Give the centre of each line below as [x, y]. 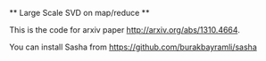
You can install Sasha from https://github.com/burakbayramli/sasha [133, 47]
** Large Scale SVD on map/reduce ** [79, 13]
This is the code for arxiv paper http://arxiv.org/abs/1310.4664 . [125, 30]
